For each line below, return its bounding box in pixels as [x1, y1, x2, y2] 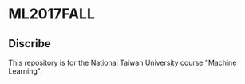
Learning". [8, 66, 42, 76]
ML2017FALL [8, 5, 96, 23]
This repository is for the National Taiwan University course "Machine [8, 58, 237, 67]
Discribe [8, 37, 52, 50]
